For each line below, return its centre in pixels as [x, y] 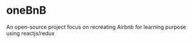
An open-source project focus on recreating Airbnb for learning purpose [96, 27]
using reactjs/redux [30, 33]
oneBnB [26, 10]
